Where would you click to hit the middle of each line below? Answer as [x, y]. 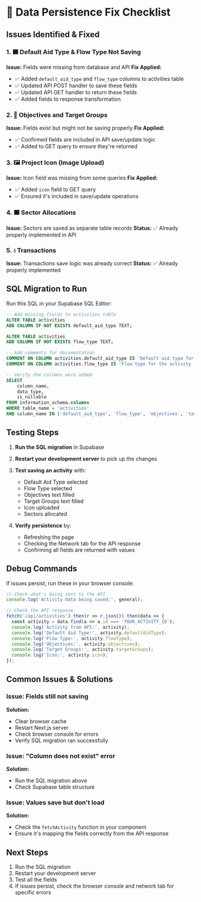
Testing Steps [33, 432]
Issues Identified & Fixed [53, 35]
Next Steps [27, 852]
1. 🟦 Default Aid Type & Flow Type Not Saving [74, 52]
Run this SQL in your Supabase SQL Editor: [59, 303]
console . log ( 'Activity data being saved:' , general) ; [75, 600]
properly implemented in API [41, 235]
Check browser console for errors [57, 734]
